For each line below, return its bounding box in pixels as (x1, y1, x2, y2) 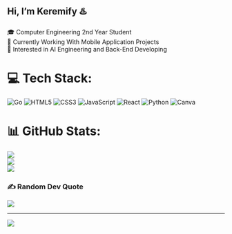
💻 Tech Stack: (7, 71, 93, 86)
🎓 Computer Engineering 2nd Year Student (7, 28, 132, 36)
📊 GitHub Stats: (7, 123, 101, 139)
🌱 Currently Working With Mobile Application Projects (7, 37, 159, 46)
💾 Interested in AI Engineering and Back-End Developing (7, 45, 167, 53)
